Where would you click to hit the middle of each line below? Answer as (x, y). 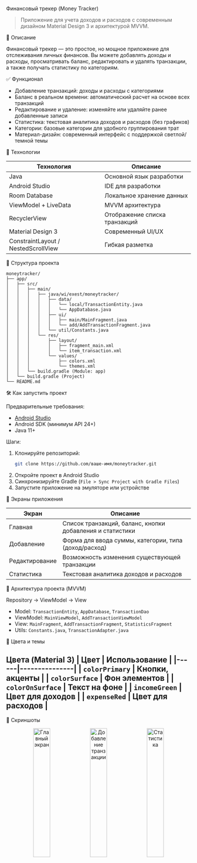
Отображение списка (135, 215)
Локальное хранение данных (146, 195)
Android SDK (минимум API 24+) (55, 424)
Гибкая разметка (129, 245)
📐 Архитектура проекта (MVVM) (46, 588)
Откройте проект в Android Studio (57, 475)
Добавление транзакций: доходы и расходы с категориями (89, 91)
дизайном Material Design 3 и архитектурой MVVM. (85, 26)
